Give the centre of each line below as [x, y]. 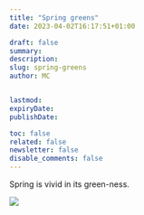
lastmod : [26, 100]
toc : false [30, 133]
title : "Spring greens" [54, 18]
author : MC [30, 76]
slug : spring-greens [48, 68]
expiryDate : [32, 108]
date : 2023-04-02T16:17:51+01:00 [72, 26]
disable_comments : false [56, 159]
